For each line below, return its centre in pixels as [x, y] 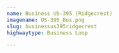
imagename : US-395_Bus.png [46, 20]
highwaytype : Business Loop [47, 33]
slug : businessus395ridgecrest [52, 26]
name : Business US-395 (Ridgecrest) [59, 13]
